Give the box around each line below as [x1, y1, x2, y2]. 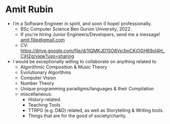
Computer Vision [20, 75, 56, 81]
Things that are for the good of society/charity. [28, 112, 127, 118]
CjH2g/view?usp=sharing [20, 53, 74, 59]
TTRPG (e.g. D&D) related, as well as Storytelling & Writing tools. [28, 107, 164, 113]
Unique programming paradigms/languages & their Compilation [20, 85, 154, 91]
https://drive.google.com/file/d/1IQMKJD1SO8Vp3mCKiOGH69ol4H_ [20, 47, 165, 54]
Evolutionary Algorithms [20, 69, 71, 75]
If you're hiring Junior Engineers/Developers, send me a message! [20, 31, 160, 37]
